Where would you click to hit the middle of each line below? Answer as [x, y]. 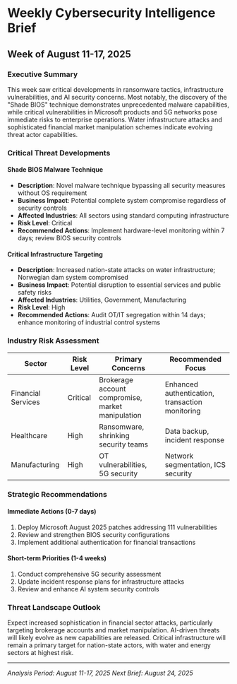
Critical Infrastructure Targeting [55, 254]
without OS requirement [52, 193]
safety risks [34, 293]
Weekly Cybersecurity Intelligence [111, 13]
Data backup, [187, 431]
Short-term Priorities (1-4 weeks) [57, 558]
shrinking [114, 435]
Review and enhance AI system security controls [89, 589]
